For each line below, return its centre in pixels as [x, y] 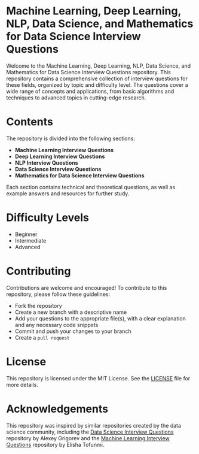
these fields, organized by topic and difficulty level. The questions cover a [97, 84]
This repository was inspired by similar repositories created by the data [94, 425]
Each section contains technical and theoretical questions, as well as [91, 187]
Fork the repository [39, 305]
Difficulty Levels [48, 218]
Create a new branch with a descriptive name [71, 312]
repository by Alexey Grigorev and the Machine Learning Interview [88, 438]
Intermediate [30, 240]
